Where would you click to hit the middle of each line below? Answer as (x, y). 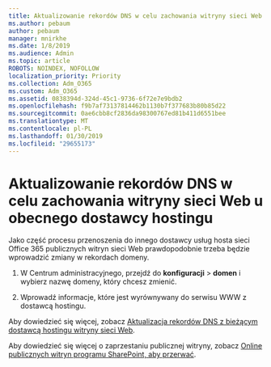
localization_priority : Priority (65, 76)
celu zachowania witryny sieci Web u (136, 201)
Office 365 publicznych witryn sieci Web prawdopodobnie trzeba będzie (129, 249)
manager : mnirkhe (38, 38)
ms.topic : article (39, 61)
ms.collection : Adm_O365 (50, 83)
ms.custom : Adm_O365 (43, 91)
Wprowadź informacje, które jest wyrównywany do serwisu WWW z (133, 297)
